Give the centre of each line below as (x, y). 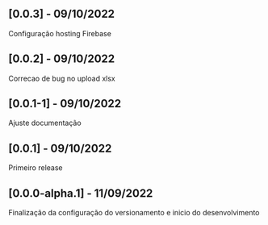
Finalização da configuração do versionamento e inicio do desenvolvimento (134, 213)
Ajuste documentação (45, 123)
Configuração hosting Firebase (60, 33)
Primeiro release (36, 168)
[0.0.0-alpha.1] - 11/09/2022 (81, 193)
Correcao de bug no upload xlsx (62, 78)
